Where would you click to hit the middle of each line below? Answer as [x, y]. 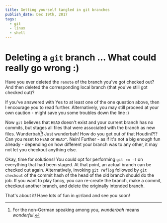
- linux [18, 28]
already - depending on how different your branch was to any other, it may [82, 144]
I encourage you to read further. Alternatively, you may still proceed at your [82, 107]
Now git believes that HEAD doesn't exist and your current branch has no [79, 122]
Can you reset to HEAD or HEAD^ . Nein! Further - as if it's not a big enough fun [83, 139]
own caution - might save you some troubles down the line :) [67, 112]
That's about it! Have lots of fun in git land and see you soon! [68, 195]
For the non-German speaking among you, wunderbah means [76, 210]
